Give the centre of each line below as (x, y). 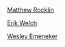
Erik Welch (22, 23)
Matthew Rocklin (31, 10)
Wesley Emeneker (32, 36)
